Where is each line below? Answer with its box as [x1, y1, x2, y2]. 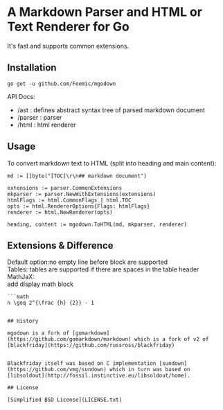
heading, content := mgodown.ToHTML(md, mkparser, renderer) [7, 221, 188, 228]
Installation [7, 62, 57, 73]
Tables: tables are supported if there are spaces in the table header [7, 265, 199, 274]
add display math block [7, 280, 74, 288]
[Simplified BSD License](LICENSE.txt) [7, 396, 123, 404]
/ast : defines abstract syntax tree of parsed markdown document [17, 105, 206, 114]
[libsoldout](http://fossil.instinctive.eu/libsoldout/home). [7, 372, 190, 380]
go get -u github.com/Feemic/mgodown [7, 80, 116, 87]
